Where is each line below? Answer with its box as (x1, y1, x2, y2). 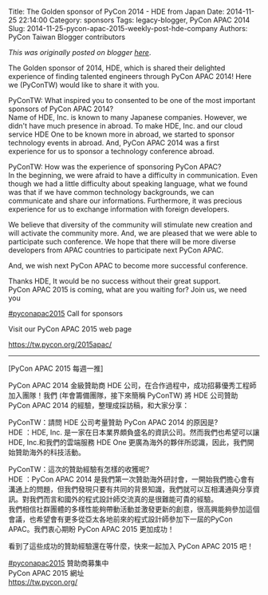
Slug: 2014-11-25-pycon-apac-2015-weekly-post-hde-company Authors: (8, 24, 248, 33)
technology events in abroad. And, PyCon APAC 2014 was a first (8, 138, 219, 147)
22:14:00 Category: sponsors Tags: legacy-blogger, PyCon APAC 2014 (18, 15, 250, 25)
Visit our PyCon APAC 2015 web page (8, 324, 132, 334)
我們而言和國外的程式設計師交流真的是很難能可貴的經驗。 (29, 494, 218, 504)
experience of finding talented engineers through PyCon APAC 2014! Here (8, 72, 252, 81)
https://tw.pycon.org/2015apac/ (8, 339, 112, 349)
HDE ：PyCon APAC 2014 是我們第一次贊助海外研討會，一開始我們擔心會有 (8, 474, 255, 484)
